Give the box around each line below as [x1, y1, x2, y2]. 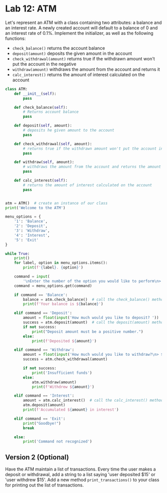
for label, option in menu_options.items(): [14, 260, 108, 265]
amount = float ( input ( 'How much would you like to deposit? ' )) [23, 315, 159, 320]
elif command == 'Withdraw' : [14, 347, 75, 352]
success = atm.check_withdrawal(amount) [23, 357, 108, 362]
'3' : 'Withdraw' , [14, 228, 50, 234]
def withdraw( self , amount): [14, 160, 75, 165]
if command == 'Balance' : [14, 292, 68, 297]
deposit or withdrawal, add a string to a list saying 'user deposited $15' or [5, 472, 156, 478]
